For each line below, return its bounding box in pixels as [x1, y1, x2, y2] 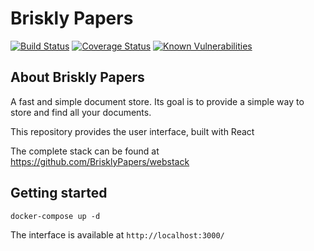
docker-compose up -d [10, 211, 101, 221]
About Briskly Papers [10, 69, 145, 86]
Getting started [10, 185, 108, 202]
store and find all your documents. [10, 106, 152, 118]
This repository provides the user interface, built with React [10, 125, 255, 137]
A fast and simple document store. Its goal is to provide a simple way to [10, 95, 305, 107]
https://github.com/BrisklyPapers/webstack [10, 155, 190, 167]
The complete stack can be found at [10, 145, 160, 157]
